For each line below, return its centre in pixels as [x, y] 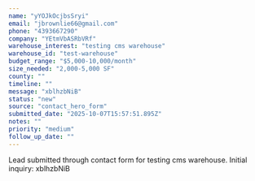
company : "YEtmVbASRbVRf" [52, 39]
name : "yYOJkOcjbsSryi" [49, 16]
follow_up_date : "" [42, 136]
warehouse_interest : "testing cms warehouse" [87, 46]
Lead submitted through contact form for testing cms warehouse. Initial [128, 160]
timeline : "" [31, 84]
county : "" [27, 76]
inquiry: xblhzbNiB [40, 168]
